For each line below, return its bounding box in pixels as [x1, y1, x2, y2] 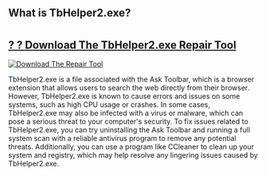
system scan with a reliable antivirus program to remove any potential [8, 134, 237, 143]
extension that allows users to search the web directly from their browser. [8, 83, 250, 92]
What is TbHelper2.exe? [8, 6, 131, 20]
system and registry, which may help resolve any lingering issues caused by [8, 151, 259, 159]
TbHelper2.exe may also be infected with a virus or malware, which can [8, 109, 244, 117]
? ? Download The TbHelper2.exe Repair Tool [8, 38, 237, 52]
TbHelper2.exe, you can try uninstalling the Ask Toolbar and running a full [8, 125, 251, 134]
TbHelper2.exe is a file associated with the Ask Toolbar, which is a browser [8, 75, 255, 84]
